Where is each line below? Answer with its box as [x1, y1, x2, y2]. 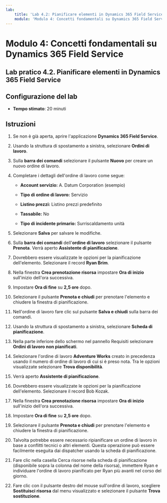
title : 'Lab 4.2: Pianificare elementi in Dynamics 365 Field [14, 12, 146, 17]
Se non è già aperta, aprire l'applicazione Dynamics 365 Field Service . [12, 133, 158, 139]
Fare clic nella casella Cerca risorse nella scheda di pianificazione [12, 457, 148, 463]
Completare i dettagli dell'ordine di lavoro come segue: [12, 172, 125, 178]
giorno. [12, 473, 28, 479]
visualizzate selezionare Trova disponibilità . [12, 363, 104, 369]
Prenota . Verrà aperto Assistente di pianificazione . [12, 245, 119, 251]
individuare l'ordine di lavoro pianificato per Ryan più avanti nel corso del [12, 467, 162, 473]
